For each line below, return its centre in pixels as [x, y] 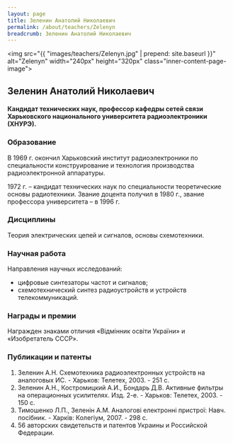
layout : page [27, 14]
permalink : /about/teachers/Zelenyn [61, 27]
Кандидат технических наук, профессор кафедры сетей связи [105, 109]
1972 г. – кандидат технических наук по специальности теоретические [114, 186]
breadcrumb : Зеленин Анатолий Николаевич [69, 34]
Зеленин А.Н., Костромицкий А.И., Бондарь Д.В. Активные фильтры [120, 387]
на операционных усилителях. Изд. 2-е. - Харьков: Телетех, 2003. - [120, 395]
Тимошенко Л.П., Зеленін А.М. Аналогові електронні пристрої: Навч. [121, 410]
